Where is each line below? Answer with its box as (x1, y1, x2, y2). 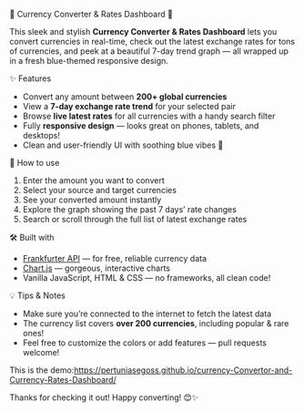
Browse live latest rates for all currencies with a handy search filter (22, 110, 276, 121)
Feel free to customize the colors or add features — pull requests (22, 337, 267, 348)
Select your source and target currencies (22, 185, 177, 195)
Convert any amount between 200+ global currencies (22, 91, 228, 102)
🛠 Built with (9, 232, 55, 242)
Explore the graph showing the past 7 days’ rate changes (22, 204, 237, 214)
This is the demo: (9, 365, 75, 376)
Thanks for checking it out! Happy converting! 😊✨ (9, 392, 198, 403)
